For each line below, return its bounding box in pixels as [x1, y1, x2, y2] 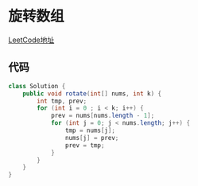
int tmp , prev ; [37, 97, 87, 105]
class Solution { [8, 82, 66, 90]
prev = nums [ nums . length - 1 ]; [50, 112, 155, 120]
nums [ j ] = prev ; [64, 134, 119, 141]
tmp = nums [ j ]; [64, 126, 115, 134]
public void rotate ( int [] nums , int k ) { [22, 89, 161, 98]
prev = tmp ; [64, 141, 105, 149]
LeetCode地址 [8, 35, 55, 45]
